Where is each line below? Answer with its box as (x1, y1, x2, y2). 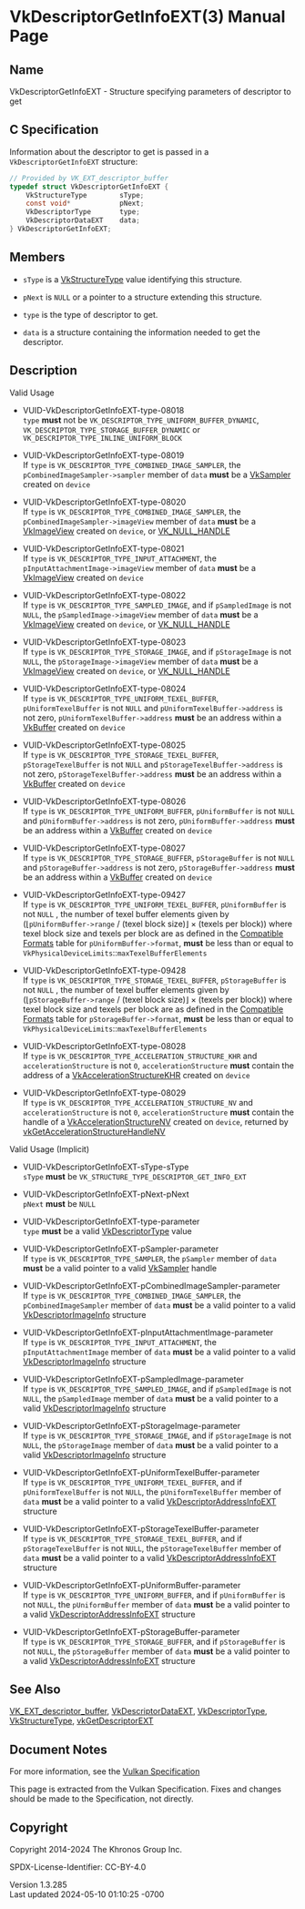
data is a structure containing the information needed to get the (22, 326, 261, 338)
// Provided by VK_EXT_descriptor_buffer (9, 173, 169, 183)
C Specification (9, 122, 99, 138)
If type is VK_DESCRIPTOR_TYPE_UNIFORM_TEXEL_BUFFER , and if (22, 1476, 243, 1487)
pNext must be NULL (22, 1198, 97, 1209)
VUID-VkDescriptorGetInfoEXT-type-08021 (22, 543, 185, 554)
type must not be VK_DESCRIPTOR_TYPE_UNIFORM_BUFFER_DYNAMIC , (22, 414, 259, 425)
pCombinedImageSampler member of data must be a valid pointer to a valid (22, 1300, 296, 1311)
